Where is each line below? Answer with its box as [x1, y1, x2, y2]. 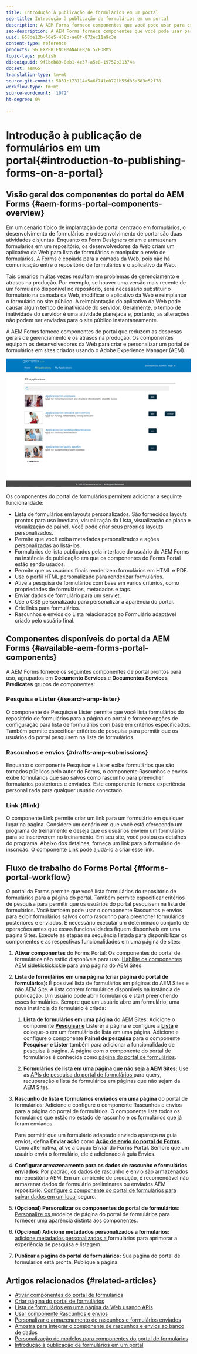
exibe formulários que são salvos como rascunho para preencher [6, 774, 164, 782]
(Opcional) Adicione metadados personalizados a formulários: [14, 1229, 170, 1236]
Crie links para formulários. [14, 604, 80, 611]
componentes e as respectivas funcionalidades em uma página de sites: [6, 938, 181, 945]
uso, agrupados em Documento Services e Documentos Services [6, 674, 168, 681]
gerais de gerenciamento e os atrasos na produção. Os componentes [6, 334, 174, 341]
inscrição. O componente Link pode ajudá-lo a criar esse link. [6, 846, 155, 853]
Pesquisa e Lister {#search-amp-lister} [6, 695, 120, 703]
